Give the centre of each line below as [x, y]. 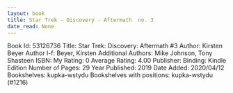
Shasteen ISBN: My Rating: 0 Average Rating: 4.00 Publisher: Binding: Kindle [117, 61]
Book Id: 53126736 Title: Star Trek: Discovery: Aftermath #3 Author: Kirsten [115, 46]
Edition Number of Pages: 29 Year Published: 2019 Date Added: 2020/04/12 [116, 68]
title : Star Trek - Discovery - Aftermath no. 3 [81, 20]
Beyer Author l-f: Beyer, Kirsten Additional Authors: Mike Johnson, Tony [110, 53]
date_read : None [31, 26]
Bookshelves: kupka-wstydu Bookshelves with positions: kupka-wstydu [110, 75]
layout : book [26, 13]
